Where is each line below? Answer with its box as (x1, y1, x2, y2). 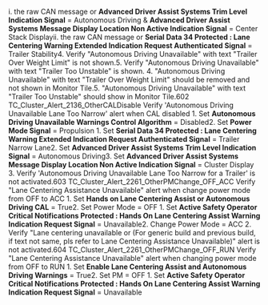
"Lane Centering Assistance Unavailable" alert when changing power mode (8, 254, 258, 263)
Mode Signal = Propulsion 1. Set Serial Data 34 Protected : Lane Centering (8, 126, 258, 135)
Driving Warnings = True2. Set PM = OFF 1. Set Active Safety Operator (8, 271, 246, 279)
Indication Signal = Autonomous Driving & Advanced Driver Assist (8, 15, 230, 25)
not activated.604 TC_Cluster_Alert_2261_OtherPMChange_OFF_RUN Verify (8, 245, 257, 255)
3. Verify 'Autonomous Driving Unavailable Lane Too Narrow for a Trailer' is (8, 168, 256, 178)
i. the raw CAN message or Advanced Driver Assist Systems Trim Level (8, 7, 248, 16)
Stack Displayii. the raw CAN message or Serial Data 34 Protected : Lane (8, 32, 250, 42)
